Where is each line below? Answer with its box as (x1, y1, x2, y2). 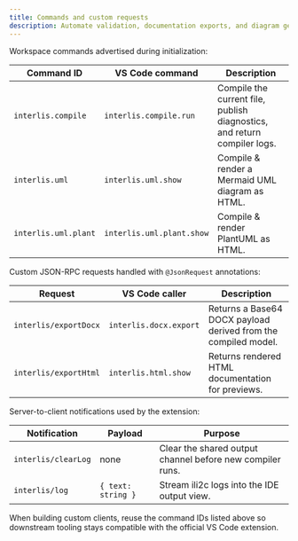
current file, (216, 92, 266, 105)
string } (99, 490, 137, 499)
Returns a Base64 (208, 302, 283, 315)
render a (216, 162, 253, 175)
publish (216, 104, 248, 116)
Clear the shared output (159, 442, 259, 454)
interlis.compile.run (104, 110, 196, 121)
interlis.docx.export (108, 320, 200, 330)
